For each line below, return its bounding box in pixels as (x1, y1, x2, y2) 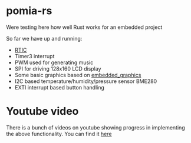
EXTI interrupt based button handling (14, 84, 105, 91)
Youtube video (6, 105, 79, 118)
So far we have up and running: (6, 35, 83, 42)
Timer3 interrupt (14, 52, 55, 59)
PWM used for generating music (14, 59, 94, 66)
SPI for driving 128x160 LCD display (14, 65, 101, 72)
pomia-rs (6, 4, 52, 18)
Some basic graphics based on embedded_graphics (14, 71, 141, 78)
